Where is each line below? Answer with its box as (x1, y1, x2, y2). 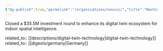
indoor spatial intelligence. (5, 25, 58, 32)
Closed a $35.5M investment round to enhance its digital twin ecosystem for (5, 20, 158, 26)
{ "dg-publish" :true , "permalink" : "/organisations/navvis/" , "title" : (5, 7, 145, 12)
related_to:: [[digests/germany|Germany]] (5, 40, 88, 46)
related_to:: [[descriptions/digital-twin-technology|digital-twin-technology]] (5, 35, 156, 41)
